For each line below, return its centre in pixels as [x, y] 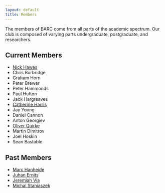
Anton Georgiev [29, 120]
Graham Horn [27, 78]
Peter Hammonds [31, 89]
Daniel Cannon [28, 115]
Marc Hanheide [28, 170]
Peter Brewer [26, 83]
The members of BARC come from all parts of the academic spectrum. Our [82, 29]
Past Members [28, 158]
